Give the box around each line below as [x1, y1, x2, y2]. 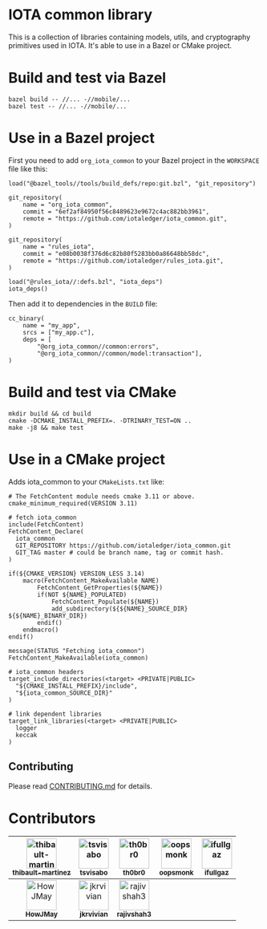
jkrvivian [79, 910, 108, 919]
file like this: [8, 164, 48, 173]
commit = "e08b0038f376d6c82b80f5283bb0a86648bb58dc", [22, 249, 210, 258]
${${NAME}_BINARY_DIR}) [8, 611, 88, 619]
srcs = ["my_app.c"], [22, 328, 95, 336]
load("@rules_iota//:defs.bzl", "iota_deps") [8, 278, 163, 286]
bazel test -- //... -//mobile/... [8, 102, 127, 110]
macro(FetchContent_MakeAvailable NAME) [22, 576, 160, 585]
